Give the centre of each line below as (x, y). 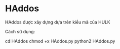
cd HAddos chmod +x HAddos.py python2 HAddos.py (60, 41)
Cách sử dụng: (20, 31)
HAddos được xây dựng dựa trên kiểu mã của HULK (58, 22)
